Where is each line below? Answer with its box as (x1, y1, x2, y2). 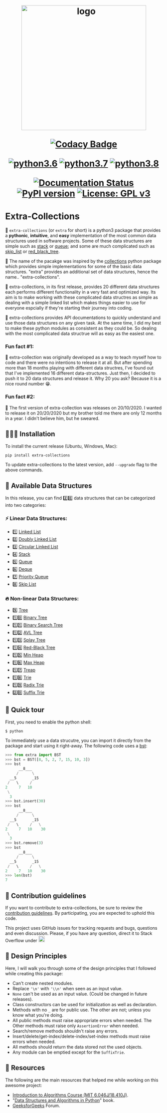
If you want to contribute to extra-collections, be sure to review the (5, 904, 143, 911)
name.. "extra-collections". (5, 274, 60, 280)
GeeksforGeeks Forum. (12, 1103, 60, 1109)
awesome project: (5, 1082, 42, 1088)
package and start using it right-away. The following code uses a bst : (5, 742, 148, 748)
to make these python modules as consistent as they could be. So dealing (5, 325, 157, 332)
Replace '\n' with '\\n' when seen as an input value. (12, 985, 123, 991)
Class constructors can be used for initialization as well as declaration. (12, 1001, 158, 1007)
